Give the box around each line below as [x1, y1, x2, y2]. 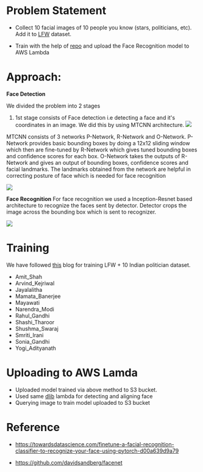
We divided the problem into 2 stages [6, 102, 101, 109]
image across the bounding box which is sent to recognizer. [6, 208, 157, 216]
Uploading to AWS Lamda [6, 366, 138, 379]
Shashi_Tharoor [15, 318, 55, 325]
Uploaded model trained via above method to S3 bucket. [15, 386, 157, 393]
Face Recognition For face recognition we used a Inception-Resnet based [6, 195, 193, 202]
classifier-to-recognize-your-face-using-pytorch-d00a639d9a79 [15, 447, 179, 454]
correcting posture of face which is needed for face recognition [6, 172, 166, 179]
